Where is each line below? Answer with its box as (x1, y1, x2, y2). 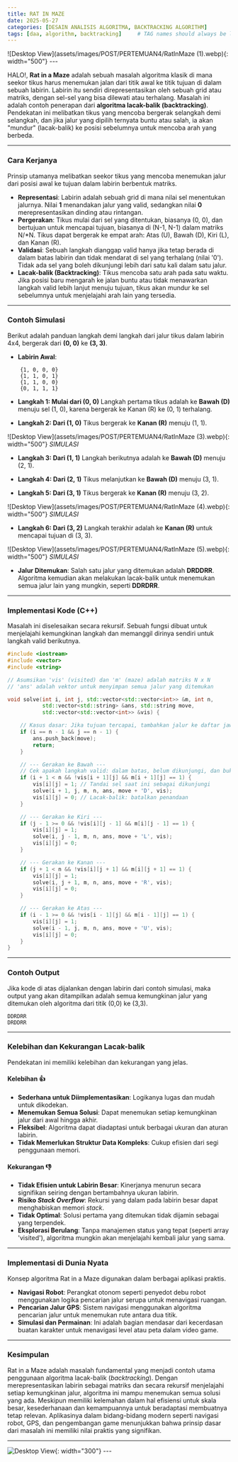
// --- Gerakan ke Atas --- (20, 905, 103, 912)
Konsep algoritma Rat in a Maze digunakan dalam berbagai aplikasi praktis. (7, 1274, 227, 1283)
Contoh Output (7, 968, 60, 978)
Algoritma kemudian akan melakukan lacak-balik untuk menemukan (17, 574, 215, 582)
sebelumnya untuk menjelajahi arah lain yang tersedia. (17, 291, 176, 299)
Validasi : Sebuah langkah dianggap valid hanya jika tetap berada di (17, 245, 215, 254)
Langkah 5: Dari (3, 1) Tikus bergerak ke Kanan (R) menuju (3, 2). (17, 489, 210, 497)
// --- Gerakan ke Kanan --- (20, 859, 106, 866)
